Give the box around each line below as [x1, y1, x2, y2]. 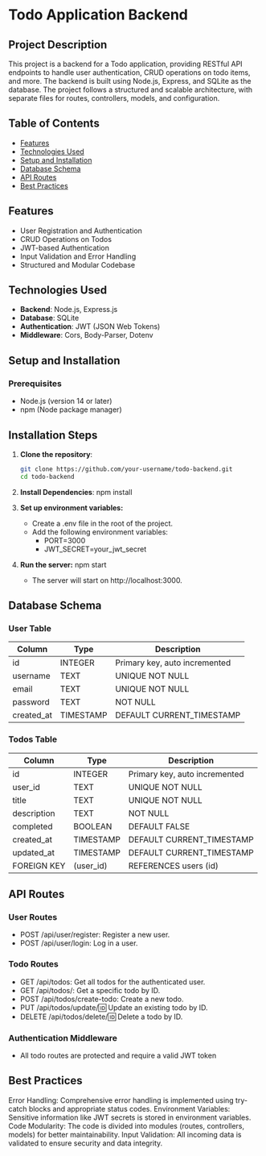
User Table [8, 623, 52, 634]
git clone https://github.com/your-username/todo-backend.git [19, 465, 233, 473]
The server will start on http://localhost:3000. [31, 575, 182, 585]
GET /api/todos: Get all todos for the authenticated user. [19, 977, 206, 987]
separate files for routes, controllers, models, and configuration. [8, 94, 220, 102]
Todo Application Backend [8, 6, 189, 24]
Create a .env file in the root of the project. [31, 518, 174, 528]
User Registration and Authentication [19, 226, 143, 235]
